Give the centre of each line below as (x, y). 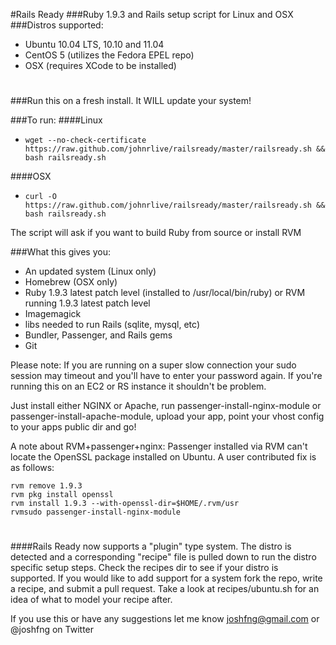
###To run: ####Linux (56, 120)
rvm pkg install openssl (62, 495)
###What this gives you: (60, 252)
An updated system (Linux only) (90, 271)
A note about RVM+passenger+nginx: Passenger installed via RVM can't (159, 446)
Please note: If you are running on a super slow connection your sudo (153, 365)
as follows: (32, 468)
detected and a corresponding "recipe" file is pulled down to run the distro (163, 557)
